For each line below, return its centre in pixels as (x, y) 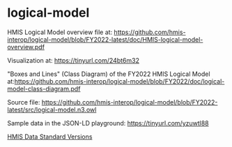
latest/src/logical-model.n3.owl (52, 109)
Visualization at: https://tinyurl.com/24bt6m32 (73, 60)
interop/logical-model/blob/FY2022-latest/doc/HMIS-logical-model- (105, 39)
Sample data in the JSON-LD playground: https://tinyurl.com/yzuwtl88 (108, 123)
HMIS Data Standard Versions (50, 137)
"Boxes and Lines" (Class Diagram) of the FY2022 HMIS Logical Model (109, 74)
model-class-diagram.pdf (44, 88)
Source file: (24, 102)
